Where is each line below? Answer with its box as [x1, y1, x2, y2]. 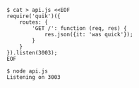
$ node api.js [6, 68, 49, 75]
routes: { [19, 19, 49, 26]
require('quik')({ [6, 13, 61, 20]
